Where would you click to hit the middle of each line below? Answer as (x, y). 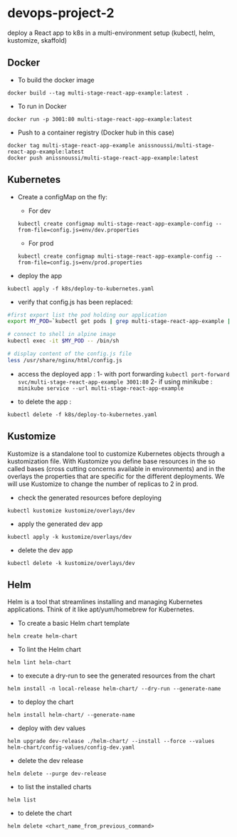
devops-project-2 (61, 13)
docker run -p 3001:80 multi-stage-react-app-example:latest (100, 119)
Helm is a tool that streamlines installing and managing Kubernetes (105, 602)
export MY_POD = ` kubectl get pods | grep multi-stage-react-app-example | (119, 322)
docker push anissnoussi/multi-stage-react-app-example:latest (103, 158)
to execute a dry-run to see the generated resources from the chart (116, 676)
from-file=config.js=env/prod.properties (80, 262)
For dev (39, 211)
